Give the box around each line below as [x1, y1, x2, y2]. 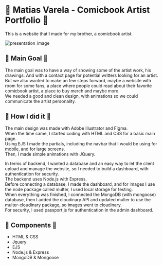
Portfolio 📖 [5, 15, 49, 26]
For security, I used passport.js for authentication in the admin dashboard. [5, 207, 154, 213]
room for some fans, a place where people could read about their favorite [5, 83, 152, 88]
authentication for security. [5, 171, 59, 177]
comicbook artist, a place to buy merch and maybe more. [5, 88, 120, 94]
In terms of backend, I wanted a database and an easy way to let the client [5, 160, 154, 166]
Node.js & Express [12, 249, 49, 255]
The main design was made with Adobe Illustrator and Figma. [5, 125, 128, 131]
